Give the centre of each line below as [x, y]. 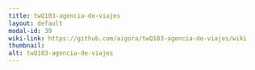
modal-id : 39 [30, 31]
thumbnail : [27, 46]
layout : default [36, 23]
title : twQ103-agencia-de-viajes [65, 16]
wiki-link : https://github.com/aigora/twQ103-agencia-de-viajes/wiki [128, 38]
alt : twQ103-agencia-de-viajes [61, 53]
